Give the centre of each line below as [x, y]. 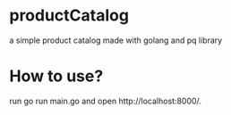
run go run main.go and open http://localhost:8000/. [105, 101]
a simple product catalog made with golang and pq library [116, 40]
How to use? [56, 76]
